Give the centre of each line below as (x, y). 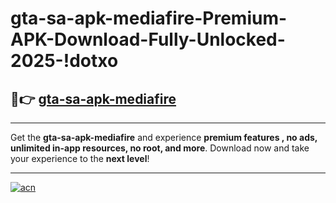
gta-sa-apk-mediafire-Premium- (149, 18)
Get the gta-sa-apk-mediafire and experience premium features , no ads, (164, 137)
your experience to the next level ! (80, 158)
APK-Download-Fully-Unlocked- (148, 39)
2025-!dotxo (64, 61)
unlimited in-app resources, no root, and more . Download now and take (160, 148)
